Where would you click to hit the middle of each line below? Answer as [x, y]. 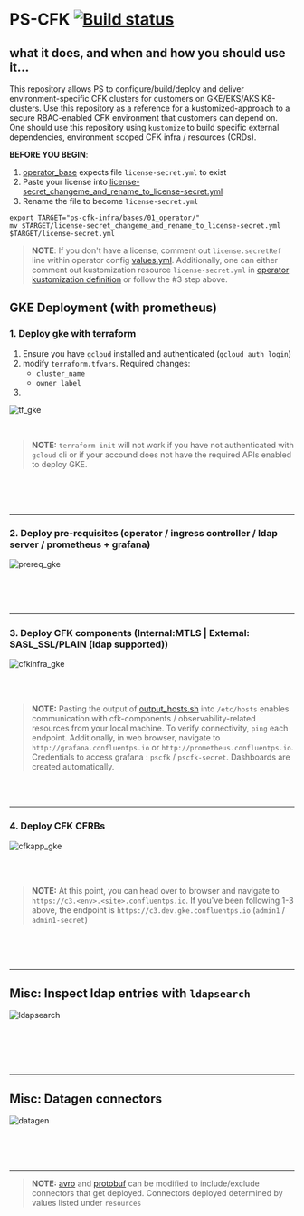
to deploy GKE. [59, 464]
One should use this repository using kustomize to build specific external [144, 127]
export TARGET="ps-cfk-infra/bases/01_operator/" [105, 218]
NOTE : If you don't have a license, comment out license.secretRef [157, 250]
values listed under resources [86, 1203]
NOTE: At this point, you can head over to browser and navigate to [155, 890]
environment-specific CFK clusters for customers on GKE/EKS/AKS [134, 98]
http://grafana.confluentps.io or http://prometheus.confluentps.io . [162, 748]
